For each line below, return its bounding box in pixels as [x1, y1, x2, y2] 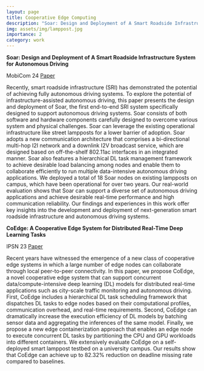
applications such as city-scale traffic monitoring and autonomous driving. [6, 287, 192, 294]
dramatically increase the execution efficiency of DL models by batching [6, 313, 187, 319]
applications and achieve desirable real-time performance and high [6, 194, 175, 200]
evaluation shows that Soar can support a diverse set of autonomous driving [6, 187, 197, 194]
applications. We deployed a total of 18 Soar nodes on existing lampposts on [6, 174, 197, 181]
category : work [6, 37, 45, 43]
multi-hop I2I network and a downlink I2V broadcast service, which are [6, 142, 184, 149]
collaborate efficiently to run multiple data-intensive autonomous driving [6, 168, 187, 175]
